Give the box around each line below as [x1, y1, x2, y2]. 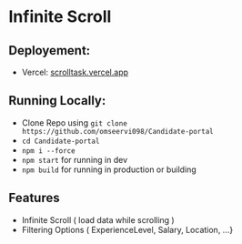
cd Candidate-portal [21, 137, 100, 146]
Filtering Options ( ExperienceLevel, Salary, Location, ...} [21, 224, 234, 235]
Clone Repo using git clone [21, 117, 128, 128]
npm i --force [21, 146, 76, 156]
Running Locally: [8, 93, 106, 108]
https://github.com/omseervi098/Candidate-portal [21, 127, 215, 136]
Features [8, 190, 60, 206]
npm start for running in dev [21, 154, 128, 165]
